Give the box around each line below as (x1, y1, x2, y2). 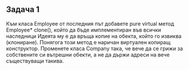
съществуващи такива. (6, 57, 64, 64)
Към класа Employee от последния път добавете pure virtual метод (6, 20, 174, 27)
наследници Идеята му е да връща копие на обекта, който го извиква (6, 32, 182, 40)
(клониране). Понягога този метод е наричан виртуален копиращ (6, 38, 171, 45)
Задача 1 (6, 5, 40, 15)
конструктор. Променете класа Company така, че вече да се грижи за (6, 45, 183, 52)
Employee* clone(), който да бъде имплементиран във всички (6, 26, 161, 33)
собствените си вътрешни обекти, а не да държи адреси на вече (6, 51, 170, 58)
